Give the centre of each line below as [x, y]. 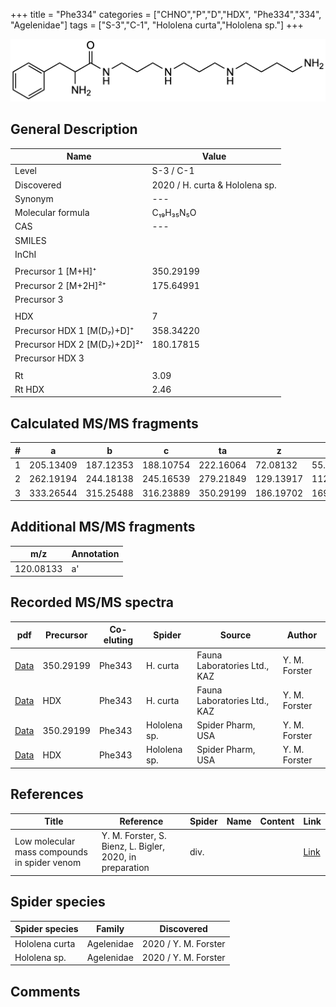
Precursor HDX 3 [49, 358]
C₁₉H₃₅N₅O [174, 213]
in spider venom [48, 862]
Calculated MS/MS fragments [104, 423]
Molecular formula [52, 213]
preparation [125, 868]
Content [277, 821]
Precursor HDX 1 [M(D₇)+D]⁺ [74, 330]
